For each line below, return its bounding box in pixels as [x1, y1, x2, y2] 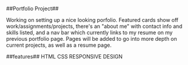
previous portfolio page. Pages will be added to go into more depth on [6, 35, 177, 42]
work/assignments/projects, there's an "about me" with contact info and [6, 23, 183, 30]
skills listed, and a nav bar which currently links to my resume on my [6, 29, 173, 36]
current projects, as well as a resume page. [6, 41, 111, 48]
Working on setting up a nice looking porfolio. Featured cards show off [6, 17, 179, 23]
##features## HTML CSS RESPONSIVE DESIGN [6, 53, 123, 60]
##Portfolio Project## [6, 5, 59, 12]
